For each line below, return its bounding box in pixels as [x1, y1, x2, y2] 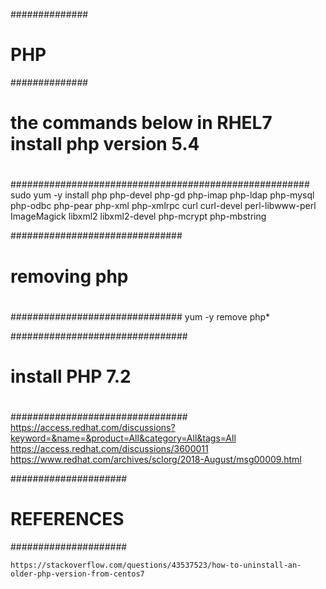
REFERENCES [10, 508, 125, 531]
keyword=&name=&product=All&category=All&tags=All [10, 432, 237, 444]
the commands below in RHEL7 [10, 112, 273, 134]
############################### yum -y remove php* [10, 310, 271, 323]
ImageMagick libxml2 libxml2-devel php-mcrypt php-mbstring [10, 210, 267, 223]
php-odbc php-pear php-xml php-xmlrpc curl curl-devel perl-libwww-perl [10, 200, 317, 212]
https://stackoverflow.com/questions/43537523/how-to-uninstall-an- [10, 560, 302, 570]
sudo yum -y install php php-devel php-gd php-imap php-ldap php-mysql [10, 189, 315, 201]
